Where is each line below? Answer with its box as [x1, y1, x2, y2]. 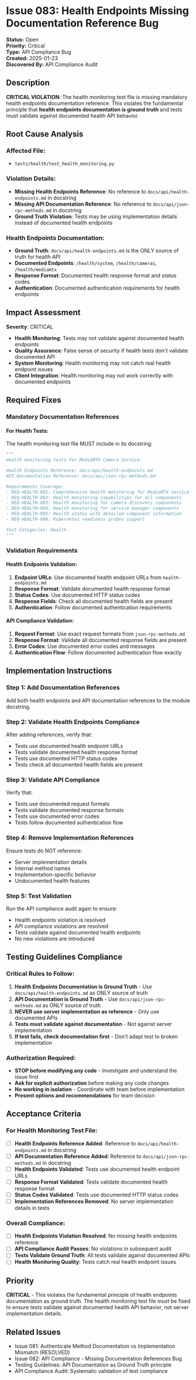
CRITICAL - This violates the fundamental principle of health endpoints [6, 1291, 177, 1299]
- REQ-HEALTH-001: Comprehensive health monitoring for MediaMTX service [6, 489, 190, 495]
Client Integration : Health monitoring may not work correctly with [14, 372, 173, 379]
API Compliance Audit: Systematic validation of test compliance [14, 1368, 168, 1375]
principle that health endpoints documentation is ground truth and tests [6, 106, 183, 113]
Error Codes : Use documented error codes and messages [14, 643, 155, 650]
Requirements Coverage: [6, 484, 64, 490]
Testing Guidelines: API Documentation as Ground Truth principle [14, 1361, 172, 1368]
